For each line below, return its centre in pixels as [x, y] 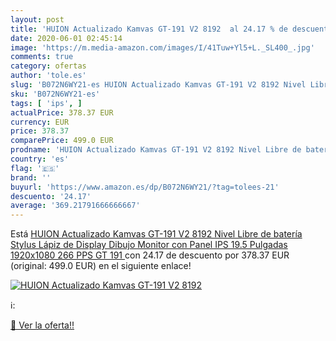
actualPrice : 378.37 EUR [62, 112]
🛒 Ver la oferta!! [42, 325]
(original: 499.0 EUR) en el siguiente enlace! [101, 266]
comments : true [42, 57]
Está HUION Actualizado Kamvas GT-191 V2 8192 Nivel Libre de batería [156, 234]
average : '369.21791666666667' [75, 206]
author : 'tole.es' [48, 76]
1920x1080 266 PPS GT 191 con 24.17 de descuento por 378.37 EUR [150, 255]
